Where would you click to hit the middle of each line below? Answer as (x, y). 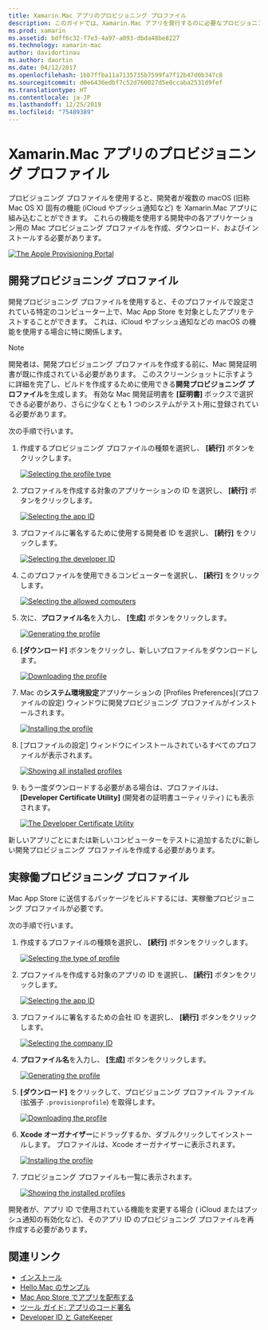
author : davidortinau (44, 53)
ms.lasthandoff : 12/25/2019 (55, 105)
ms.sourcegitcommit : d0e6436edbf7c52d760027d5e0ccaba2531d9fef (116, 82)
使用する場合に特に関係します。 (74, 332)
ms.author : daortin (41, 61)
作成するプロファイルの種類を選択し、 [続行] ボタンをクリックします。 (136, 942)
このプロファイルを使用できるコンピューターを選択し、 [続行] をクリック (140, 575)
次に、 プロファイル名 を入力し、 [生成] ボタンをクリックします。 (125, 617)
